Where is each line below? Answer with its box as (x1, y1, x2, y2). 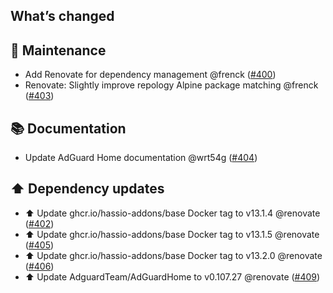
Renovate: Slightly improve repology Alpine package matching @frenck (24, 79, 319, 91)
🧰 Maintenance (10, 42, 107, 59)
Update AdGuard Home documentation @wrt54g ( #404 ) (24, 152, 258, 164)
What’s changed (10, 8, 115, 25)
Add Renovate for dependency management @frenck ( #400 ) (24, 69, 277, 81)
